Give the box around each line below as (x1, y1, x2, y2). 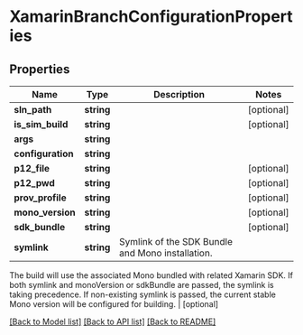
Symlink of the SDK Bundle (118, 236, 233, 247)
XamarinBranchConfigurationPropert (9, 6, 293, 27)
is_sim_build (14, 118, 69, 130)
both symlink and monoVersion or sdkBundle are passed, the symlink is (9, 280, 274, 290)
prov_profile (14, 191, 67, 204)
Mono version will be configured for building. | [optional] (9, 299, 219, 309)
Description (152, 88, 206, 100)
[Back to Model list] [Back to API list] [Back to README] (9, 316, 216, 327)
